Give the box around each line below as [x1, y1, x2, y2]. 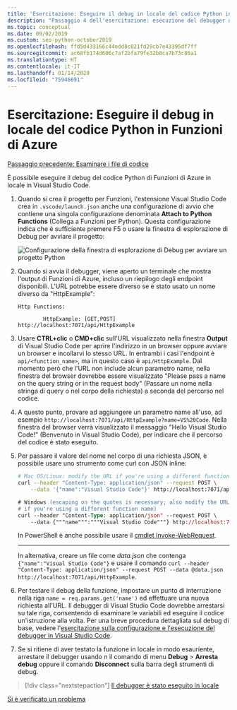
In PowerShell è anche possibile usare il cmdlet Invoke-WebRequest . [17, 531, 217, 540]
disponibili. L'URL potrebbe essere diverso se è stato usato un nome [17, 282, 216, 290]
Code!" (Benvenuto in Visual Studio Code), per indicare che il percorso [17, 430, 224, 439]
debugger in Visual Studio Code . [17, 632, 112, 640]
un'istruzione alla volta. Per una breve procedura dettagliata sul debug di [17, 616, 229, 625]
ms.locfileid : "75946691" [7, 76, 83, 83]
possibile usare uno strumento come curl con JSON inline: [17, 459, 187, 468]
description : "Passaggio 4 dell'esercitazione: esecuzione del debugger [7, 17, 226, 24]
